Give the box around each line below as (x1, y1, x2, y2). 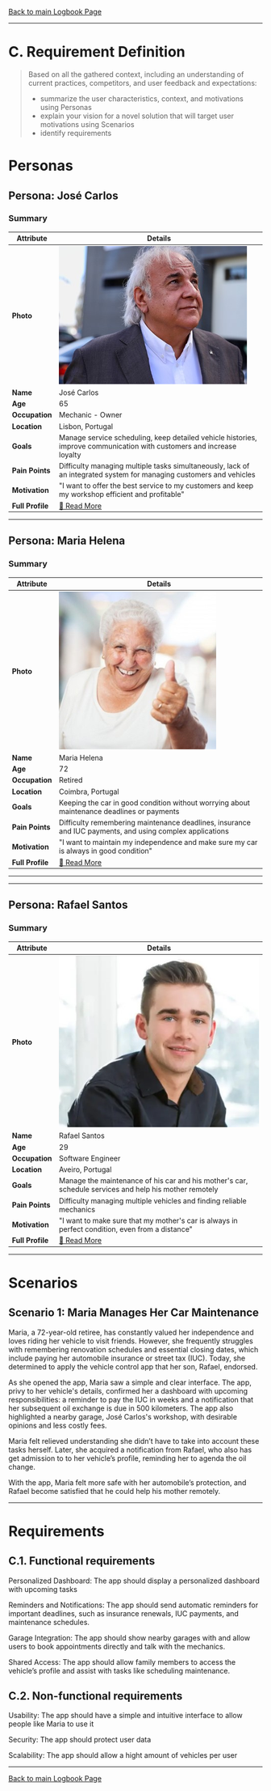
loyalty (59, 449, 81, 460)
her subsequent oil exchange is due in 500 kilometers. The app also (8, 1403, 234, 1413)
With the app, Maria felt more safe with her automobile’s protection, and (8, 1477, 247, 1488)
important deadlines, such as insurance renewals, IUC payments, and (8, 1608, 240, 1618)
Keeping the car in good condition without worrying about (59, 797, 250, 808)
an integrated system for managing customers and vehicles (59, 469, 256, 480)
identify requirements (40, 128, 112, 138)
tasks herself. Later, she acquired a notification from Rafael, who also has (8, 1445, 252, 1454)
